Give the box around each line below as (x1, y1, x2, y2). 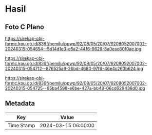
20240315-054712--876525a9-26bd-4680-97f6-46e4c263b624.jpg (5, 66, 144, 71)
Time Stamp (7, 122, 36, 129)
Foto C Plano (5, 23, 44, 31)
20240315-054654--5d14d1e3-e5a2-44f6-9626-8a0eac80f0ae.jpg (5, 46, 142, 51)
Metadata (5, 100, 35, 108)
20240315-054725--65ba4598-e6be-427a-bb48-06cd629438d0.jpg (5, 85, 145, 91)
